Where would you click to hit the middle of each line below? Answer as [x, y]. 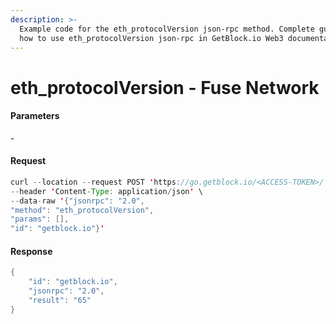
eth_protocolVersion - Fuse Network [165, 87]
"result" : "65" [60, 301]
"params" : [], [40, 219]
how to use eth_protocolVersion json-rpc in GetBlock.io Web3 [151, 38]
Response [31, 251]
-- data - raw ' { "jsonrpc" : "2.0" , [77, 201]
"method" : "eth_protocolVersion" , [82, 210]
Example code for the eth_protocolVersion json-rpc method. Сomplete [167, 29]
